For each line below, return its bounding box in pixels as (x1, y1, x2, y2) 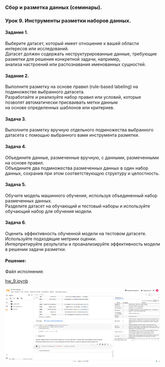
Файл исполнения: (5, 269, 44, 275)
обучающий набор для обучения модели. (5, 208, 93, 214)
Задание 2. (5, 73, 30, 79)
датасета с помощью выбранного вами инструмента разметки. (5, 132, 139, 138)
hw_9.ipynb (5, 278, 29, 284)
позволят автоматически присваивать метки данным (5, 99, 118, 105)
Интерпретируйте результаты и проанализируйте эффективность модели (5, 241, 161, 247)
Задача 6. (5, 219, 26, 226)
